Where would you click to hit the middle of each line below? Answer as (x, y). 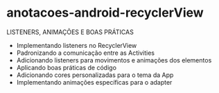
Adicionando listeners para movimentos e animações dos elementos (114, 60)
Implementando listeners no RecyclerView (77, 45)
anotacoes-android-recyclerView (105, 13)
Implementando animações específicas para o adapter (94, 82)
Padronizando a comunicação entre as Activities (86, 53)
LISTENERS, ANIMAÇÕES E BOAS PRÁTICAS (70, 32)
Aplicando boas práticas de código (67, 67)
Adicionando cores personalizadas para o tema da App (95, 75)
